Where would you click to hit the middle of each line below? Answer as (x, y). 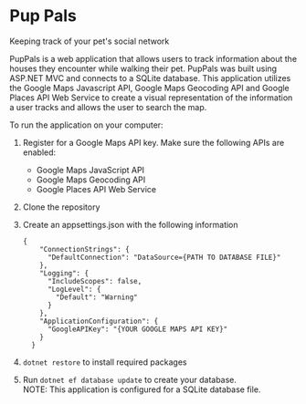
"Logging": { (64, 273)
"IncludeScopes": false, (95, 281)
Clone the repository (61, 207)
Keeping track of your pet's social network (90, 41)
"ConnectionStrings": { (84, 249)
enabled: (39, 152)
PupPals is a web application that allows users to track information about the (153, 58)
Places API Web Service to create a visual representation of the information (151, 98)
